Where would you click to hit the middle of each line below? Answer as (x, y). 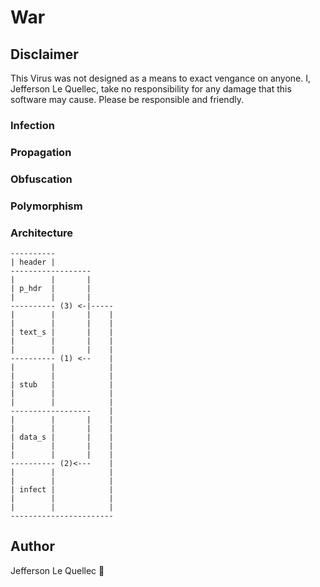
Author (32, 546)
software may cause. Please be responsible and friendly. (127, 99)
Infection (32, 125)
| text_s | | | (62, 332)
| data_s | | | (62, 437)
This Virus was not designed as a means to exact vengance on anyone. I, (161, 78)
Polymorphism (46, 206)
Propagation (41, 152)
